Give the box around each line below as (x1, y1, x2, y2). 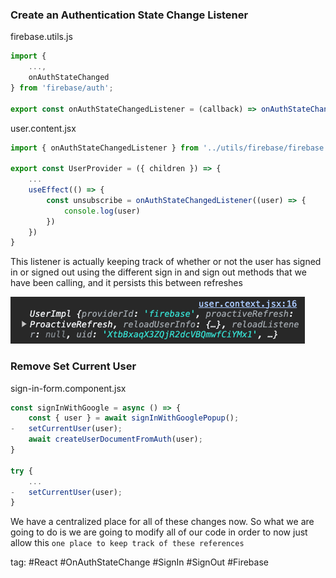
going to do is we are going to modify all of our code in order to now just (10, 526, 308, 538)
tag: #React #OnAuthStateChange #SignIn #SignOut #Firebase (10, 556, 269, 568)
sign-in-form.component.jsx (10, 382, 127, 394)
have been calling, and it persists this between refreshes (10, 277, 243, 289)
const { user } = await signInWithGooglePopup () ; (28, 413, 240, 423)
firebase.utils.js (10, 31, 73, 43)
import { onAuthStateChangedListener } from (10, 143, 199, 153)
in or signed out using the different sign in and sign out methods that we (10, 266, 307, 278)
